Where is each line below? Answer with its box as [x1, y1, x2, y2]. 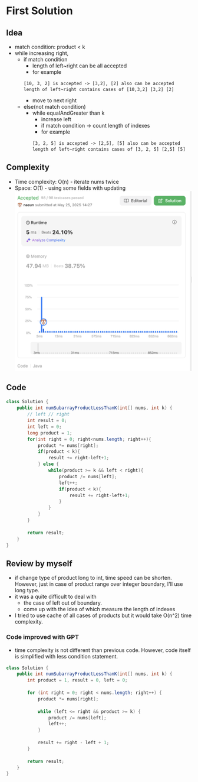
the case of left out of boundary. [23, 599, 102, 606]
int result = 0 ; [27, 418, 67, 424]
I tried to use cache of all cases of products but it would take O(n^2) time [14, 612, 192, 619]
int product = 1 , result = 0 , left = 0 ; [27, 677, 128, 683]
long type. [14, 587, 39, 594]
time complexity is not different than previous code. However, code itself [14, 646, 192, 654]
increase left [41, 116, 72, 122]
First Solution [6, 4, 73, 18]
